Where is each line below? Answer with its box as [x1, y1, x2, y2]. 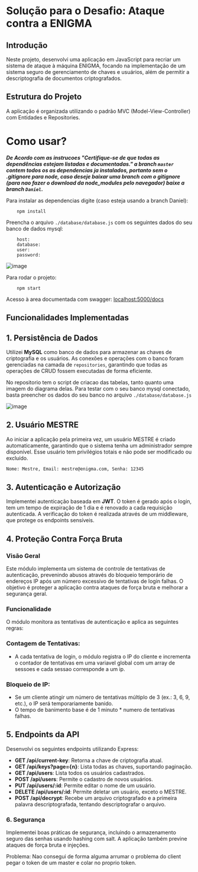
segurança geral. [6, 590, 48, 598]
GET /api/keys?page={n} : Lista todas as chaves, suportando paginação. [14, 763, 193, 770]
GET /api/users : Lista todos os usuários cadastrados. [14, 769, 145, 776]
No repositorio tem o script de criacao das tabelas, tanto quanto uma [6, 378, 174, 385]
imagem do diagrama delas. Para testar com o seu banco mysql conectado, [6, 385, 190, 392]
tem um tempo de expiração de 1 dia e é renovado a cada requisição [6, 504, 173, 511]
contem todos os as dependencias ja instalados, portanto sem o [6, 167, 168, 174]
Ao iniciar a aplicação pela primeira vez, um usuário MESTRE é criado [6, 436, 176, 443]
